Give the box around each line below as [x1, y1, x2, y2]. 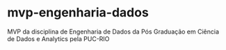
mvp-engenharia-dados [7, 5, 150, 21]
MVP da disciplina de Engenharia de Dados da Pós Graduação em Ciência [7, 27, 220, 36]
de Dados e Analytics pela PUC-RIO [7, 34, 110, 42]
